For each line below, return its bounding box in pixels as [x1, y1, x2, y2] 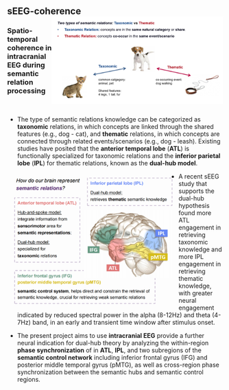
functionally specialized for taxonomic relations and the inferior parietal [16, 151, 221, 160]
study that [178, 179, 207, 187]
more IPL [178, 252, 204, 260]
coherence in [7, 43, 52, 53]
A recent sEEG [178, 172, 219, 181]
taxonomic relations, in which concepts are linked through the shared [16, 122, 214, 130]
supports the [178, 187, 215, 195]
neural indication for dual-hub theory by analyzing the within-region [16, 339, 209, 347]
